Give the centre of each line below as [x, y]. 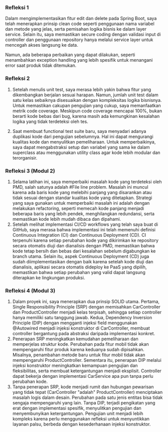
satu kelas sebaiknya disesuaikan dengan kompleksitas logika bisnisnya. [87, 100]
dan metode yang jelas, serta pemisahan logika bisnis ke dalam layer [76, 29]
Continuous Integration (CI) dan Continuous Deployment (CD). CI [79, 235]
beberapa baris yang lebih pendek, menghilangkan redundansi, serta [83, 213]
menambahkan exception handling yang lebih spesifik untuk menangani [79, 60]
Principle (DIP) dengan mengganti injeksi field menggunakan [75, 323]
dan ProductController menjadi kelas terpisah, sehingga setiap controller [87, 312]
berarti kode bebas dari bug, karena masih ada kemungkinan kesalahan [86, 116]
